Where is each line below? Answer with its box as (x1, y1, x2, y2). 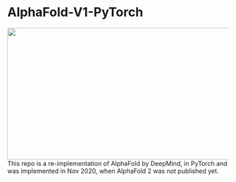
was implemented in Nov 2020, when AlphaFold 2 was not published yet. (7, 167, 219, 175)
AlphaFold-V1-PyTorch (7, 4, 144, 20)
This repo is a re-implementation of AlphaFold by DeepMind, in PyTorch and (7, 159, 228, 167)
